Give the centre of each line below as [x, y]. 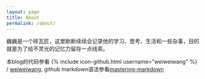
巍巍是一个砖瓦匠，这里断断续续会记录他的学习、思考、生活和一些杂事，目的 [103, 41]
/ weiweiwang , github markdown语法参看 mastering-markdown [85, 69]
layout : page [23, 12]
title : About [23, 18]
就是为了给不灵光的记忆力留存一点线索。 [57, 49]
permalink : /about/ [31, 23]
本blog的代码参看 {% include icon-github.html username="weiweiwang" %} [102, 62]
